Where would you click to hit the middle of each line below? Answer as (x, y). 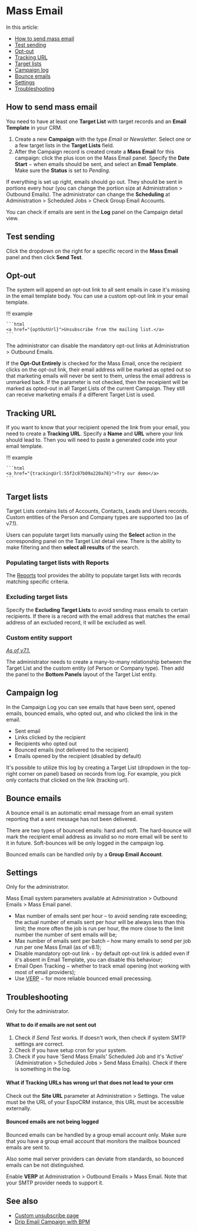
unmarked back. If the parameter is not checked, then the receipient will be (97, 382)
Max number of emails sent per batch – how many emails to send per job (103, 941)
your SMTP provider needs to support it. (55, 1183)
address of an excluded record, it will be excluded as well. (76, 622)
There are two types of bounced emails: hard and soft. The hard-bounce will (99, 830)
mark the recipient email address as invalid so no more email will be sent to (97, 836)
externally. (19, 1108)
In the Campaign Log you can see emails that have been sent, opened (91, 707)
